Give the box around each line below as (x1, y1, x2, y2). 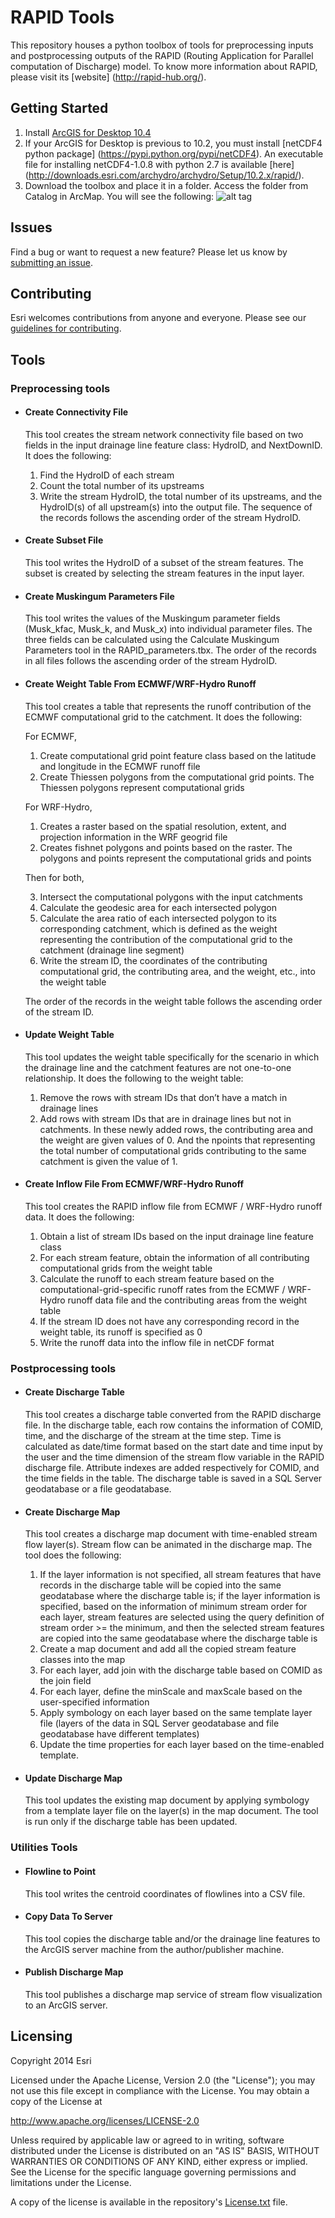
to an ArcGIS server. (24, 1999, 108, 2011)
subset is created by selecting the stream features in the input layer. (24, 567, 305, 580)
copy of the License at (10, 2095, 103, 2107)
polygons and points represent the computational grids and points (39, 852, 312, 864)
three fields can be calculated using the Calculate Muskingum (24, 634, 280, 646)
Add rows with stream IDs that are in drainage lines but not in (39, 1112, 292, 1125)
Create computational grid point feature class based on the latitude (39, 749, 317, 761)
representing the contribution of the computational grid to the (39, 933, 293, 945)
